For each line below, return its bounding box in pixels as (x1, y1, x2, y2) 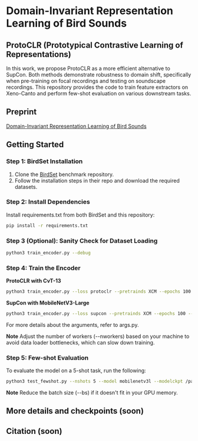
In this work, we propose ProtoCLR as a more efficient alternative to (6, 65, 171, 72)
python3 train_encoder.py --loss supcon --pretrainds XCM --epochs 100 (6, 311, 186, 317)
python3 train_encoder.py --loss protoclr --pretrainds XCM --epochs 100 (6, 289, 192, 295)
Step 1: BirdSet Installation (6, 157, 83, 165)
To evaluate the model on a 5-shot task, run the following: (6, 367, 146, 374)
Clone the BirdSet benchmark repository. (14, 171, 114, 178)
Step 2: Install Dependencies (6, 198, 90, 206)
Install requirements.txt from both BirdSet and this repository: (6, 211, 155, 218)
